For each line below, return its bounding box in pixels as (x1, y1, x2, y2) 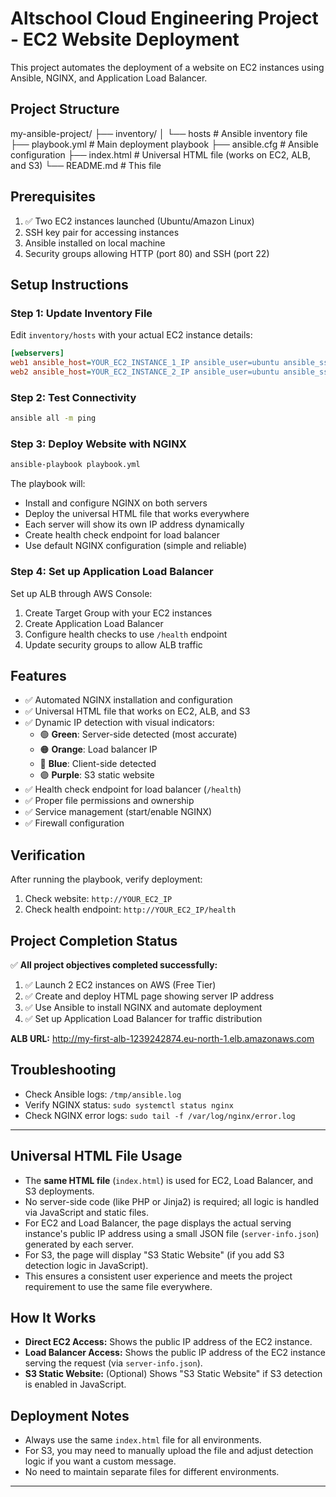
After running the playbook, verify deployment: (10, 873, 203, 886)
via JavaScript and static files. (24, 1206, 150, 1218)
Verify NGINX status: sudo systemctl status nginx (24, 1098, 234, 1111)
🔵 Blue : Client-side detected (39, 758, 157, 770)
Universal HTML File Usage (10, 1148, 183, 1165)
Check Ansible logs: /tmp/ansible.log (24, 1088, 182, 1100)
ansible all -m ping (10, 413, 97, 424)
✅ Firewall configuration (24, 817, 125, 829)
